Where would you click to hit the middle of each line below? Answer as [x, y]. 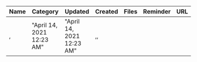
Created [107, 11]
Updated [77, 11]
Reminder [157, 11]
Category [45, 11]
